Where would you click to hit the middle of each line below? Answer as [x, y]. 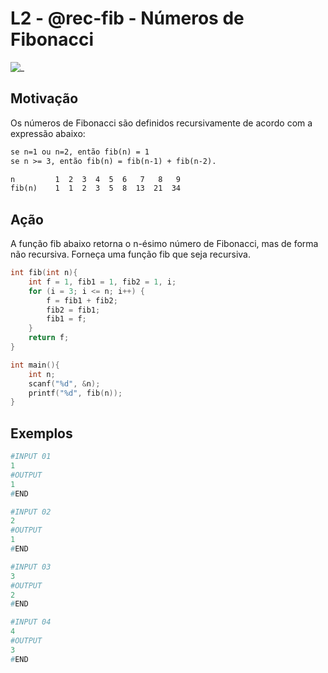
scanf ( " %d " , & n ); [64, 383]
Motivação [44, 98]
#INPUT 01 [31, 457]
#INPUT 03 [31, 567]
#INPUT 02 [31, 512]
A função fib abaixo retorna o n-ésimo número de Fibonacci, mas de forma [164, 244]
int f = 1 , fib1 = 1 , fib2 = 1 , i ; [102, 282]
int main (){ [35, 365]
